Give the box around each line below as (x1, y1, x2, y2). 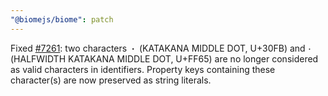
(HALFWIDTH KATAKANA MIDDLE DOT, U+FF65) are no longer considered (10, 52, 319, 65)
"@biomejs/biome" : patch (10, 14, 114, 25)
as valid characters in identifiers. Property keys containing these (10, 63, 276, 75)
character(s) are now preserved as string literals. (10, 74, 212, 86)
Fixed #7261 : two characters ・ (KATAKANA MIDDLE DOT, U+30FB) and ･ (10, 42, 312, 54)
